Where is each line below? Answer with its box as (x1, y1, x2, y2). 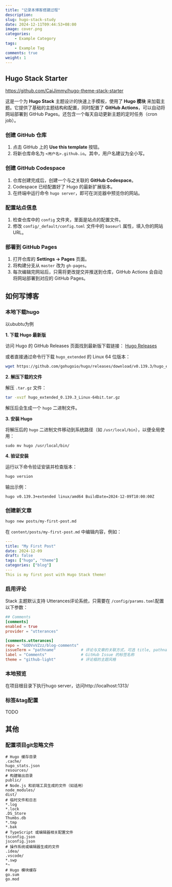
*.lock (5, 807, 19, 812)
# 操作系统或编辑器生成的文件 (5, 844, 60, 850)
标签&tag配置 (5, 697, 38, 704)
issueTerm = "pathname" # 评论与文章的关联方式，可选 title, (5, 647, 152, 653)
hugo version (5, 474, 33, 479)
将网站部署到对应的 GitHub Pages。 (12, 275, 89, 282)
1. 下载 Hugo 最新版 (5, 332, 46, 338)
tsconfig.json (5, 834, 36, 840)
